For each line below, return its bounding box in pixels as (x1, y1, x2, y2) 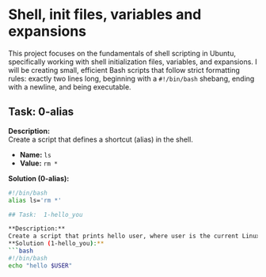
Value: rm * (19, 158, 58, 168)
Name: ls (19, 150, 51, 159)
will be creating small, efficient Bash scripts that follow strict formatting (8, 65, 240, 74)
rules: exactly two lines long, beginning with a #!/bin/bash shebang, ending (8, 74, 255, 83)
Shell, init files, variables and (8, 6, 202, 24)
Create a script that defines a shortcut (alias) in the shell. (8, 135, 194, 144)
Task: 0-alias (8, 105, 74, 119)
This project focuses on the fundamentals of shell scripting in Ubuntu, (8, 48, 236, 58)
